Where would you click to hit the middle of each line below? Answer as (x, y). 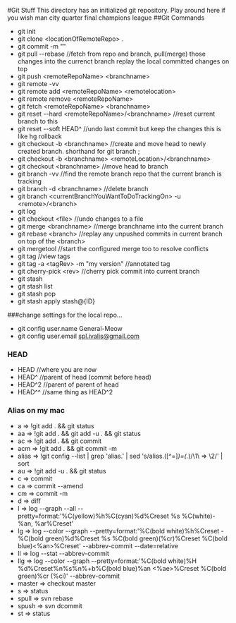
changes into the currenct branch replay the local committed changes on (123, 61)
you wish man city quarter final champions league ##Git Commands (106, 18)
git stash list (35, 286)
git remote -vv (38, 84)
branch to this (38, 121)
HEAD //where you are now (57, 370)
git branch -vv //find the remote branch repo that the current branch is (119, 174)
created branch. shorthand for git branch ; (79, 151)
